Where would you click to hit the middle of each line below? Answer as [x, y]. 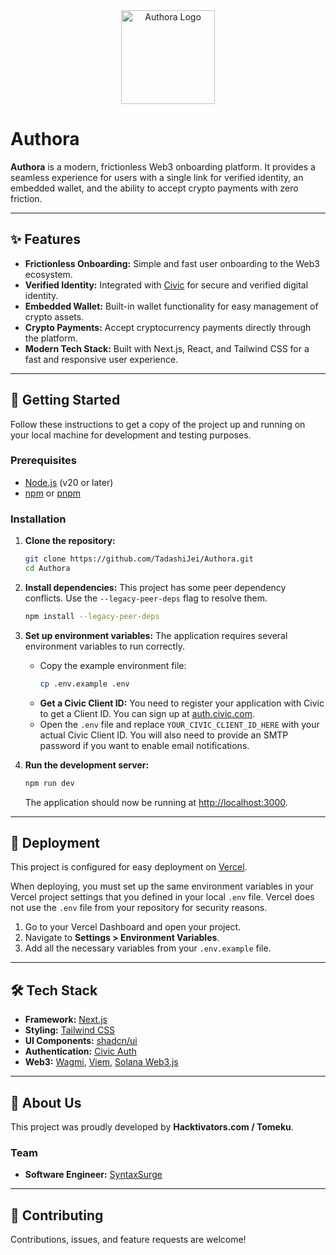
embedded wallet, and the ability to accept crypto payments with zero [154, 188]
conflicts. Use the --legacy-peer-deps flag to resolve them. [146, 598]
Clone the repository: [70, 541]
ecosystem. [48, 274]
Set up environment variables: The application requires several [156, 635]
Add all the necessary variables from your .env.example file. [148, 948]
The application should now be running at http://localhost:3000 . [156, 802]
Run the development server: [87, 765]
